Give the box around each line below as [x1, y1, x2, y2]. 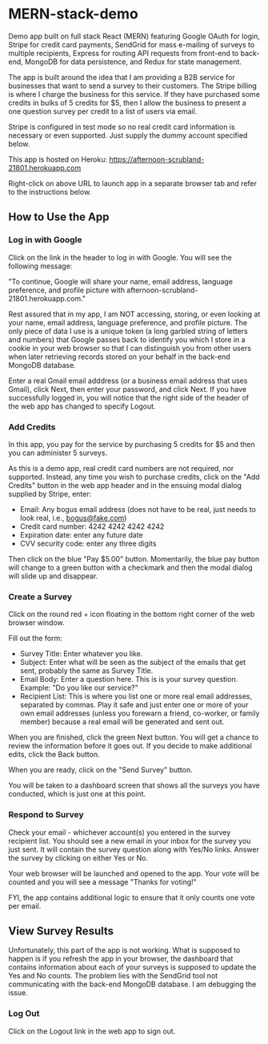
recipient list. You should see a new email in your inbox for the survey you [8, 836, 251, 845]
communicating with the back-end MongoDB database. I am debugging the [8, 979, 257, 990]
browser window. [8, 618, 66, 627]
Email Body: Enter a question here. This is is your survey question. [19, 675, 238, 684]
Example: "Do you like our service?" [19, 683, 138, 693]
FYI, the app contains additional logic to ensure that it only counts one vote [8, 893, 255, 902]
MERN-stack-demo [8, 5, 138, 23]
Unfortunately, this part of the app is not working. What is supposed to [8, 945, 241, 955]
